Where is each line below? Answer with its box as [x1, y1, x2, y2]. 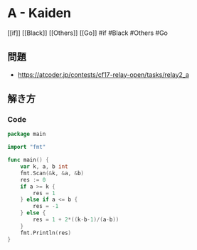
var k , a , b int [20, 163, 69, 170]
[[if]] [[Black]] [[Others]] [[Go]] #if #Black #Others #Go [7, 28, 169, 37]
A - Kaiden [7, 5, 72, 21]
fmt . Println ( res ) [20, 229, 72, 236]
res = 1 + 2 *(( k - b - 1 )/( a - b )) [33, 216, 119, 224]
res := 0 [20, 176, 46, 183]
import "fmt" [7, 144, 46, 151]
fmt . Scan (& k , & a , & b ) [20, 170, 84, 177]
